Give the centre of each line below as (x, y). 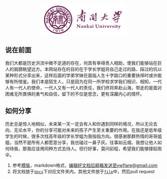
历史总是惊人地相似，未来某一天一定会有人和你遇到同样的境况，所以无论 (79, 124)
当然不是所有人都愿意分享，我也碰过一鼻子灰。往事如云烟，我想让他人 (85, 142)
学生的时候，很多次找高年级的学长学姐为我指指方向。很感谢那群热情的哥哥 (81, 136)
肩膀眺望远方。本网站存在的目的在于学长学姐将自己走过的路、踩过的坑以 (88, 69)
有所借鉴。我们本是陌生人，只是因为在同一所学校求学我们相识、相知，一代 (85, 81)
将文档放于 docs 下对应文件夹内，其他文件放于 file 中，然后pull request (83, 171)
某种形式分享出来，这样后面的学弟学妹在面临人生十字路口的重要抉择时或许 (81, 75)
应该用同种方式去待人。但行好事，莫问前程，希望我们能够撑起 (94, 148)
